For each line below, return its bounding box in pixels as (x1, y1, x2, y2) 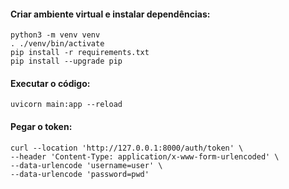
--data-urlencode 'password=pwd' (10, 169, 150, 179)
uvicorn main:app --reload (10, 100, 123, 110)
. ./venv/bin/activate (10, 39, 105, 49)
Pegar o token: (10, 121, 73, 132)
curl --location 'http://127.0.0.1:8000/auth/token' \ (10, 143, 244, 153)
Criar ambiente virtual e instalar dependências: (10, 8, 211, 20)
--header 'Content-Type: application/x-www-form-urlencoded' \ (10, 151, 280, 162)
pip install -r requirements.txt (10, 48, 150, 58)
